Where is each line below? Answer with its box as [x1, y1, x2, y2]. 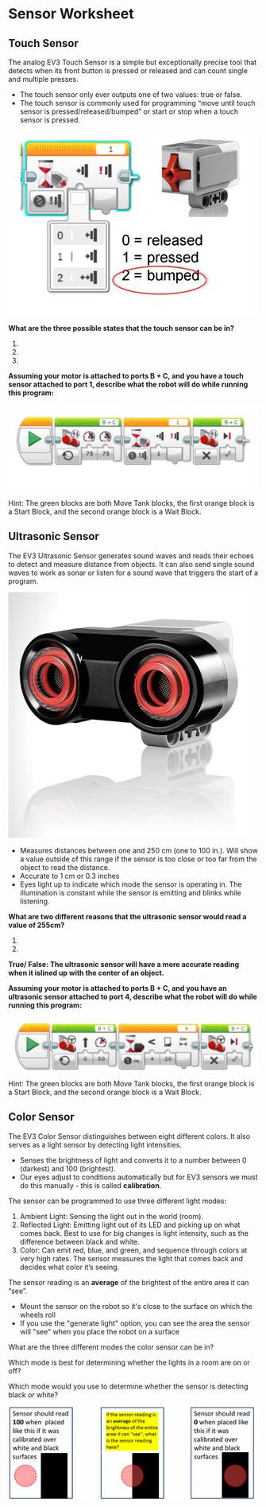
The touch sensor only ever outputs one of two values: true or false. [19, 90, 243, 99]
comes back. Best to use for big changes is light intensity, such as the [19, 1228, 249, 1237]
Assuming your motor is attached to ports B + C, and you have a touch [8, 371, 245, 380]
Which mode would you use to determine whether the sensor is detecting [8, 1381, 249, 1391]
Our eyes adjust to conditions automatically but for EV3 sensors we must [19, 1172, 258, 1182]
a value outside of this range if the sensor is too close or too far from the [19, 854, 257, 864]
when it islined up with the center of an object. [8, 968, 164, 977]
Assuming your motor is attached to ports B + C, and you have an [8, 983, 228, 992]
